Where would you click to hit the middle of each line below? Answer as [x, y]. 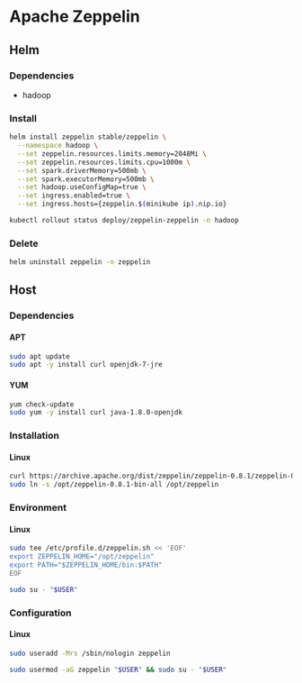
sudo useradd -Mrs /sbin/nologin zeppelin [90, 653]
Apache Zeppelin [75, 17]
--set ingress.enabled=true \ [74, 196]
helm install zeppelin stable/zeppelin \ [88, 137]
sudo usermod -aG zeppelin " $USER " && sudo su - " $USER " [118, 669]
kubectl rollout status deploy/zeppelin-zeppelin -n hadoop [124, 221]
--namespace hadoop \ [58, 146]
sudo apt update [40, 356]
